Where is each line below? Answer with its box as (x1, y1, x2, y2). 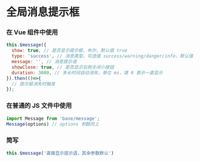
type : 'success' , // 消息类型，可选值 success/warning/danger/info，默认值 (11, 53, 193, 60)
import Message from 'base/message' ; (6, 116, 100, 121)
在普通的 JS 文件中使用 (6, 102, 72, 110)
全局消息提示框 (6, 5, 80, 19)
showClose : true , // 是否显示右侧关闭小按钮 (11, 64, 115, 70)
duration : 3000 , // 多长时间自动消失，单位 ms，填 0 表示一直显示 (11, 70, 163, 76)
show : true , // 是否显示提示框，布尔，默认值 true (11, 48, 128, 54)
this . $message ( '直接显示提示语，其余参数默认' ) (6, 150, 115, 156)
